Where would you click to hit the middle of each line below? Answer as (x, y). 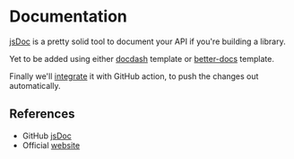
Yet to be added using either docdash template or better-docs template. (142, 58)
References (42, 114)
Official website (51, 145)
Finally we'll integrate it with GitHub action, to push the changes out (134, 76)
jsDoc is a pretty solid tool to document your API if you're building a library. (147, 41)
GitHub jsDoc (47, 136)
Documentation (69, 17)
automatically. (35, 85)
